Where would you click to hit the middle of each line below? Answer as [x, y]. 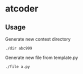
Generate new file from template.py [42, 57]
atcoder [22, 9]
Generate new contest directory [38, 39]
